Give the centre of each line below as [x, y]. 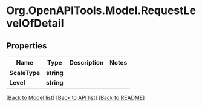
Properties [27, 46]
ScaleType [25, 73]
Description [86, 63]
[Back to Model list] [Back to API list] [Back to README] [76, 98]
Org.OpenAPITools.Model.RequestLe [101, 11]
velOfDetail [35, 23]
